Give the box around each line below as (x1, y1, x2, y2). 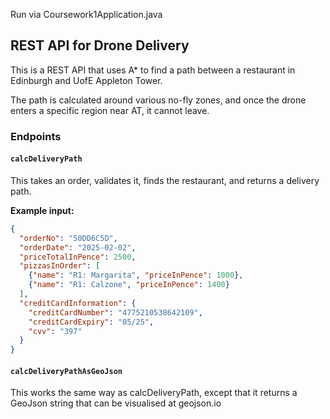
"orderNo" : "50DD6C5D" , (19, 233, 118, 243)
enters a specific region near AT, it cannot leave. (10, 104, 210, 116)
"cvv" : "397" (28, 326, 83, 336)
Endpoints (10, 129, 62, 143)
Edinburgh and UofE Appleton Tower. (10, 74, 163, 86)
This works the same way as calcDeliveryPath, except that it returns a (10, 387, 298, 399)
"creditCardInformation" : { (19, 298, 137, 308)
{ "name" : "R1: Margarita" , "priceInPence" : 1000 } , (28, 270, 244, 281)
